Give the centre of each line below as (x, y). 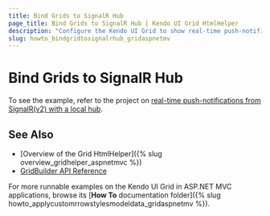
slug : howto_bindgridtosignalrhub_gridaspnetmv (90, 38)
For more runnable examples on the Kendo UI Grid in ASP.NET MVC (120, 187)
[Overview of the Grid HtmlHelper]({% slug (91, 154)
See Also (31, 134)
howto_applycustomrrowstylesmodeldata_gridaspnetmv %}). (109, 204)
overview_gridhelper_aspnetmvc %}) (81, 162)
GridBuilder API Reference (63, 171)
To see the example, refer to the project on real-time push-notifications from (135, 101)
